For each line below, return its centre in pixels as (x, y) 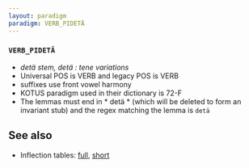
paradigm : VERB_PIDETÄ (46, 23)
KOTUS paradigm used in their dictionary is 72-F (101, 93)
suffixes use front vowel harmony (76, 84)
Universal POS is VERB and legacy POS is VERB (99, 76)
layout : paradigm (38, 16)
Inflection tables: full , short (65, 155)
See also (30, 135)
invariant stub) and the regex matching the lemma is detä (115, 110)
